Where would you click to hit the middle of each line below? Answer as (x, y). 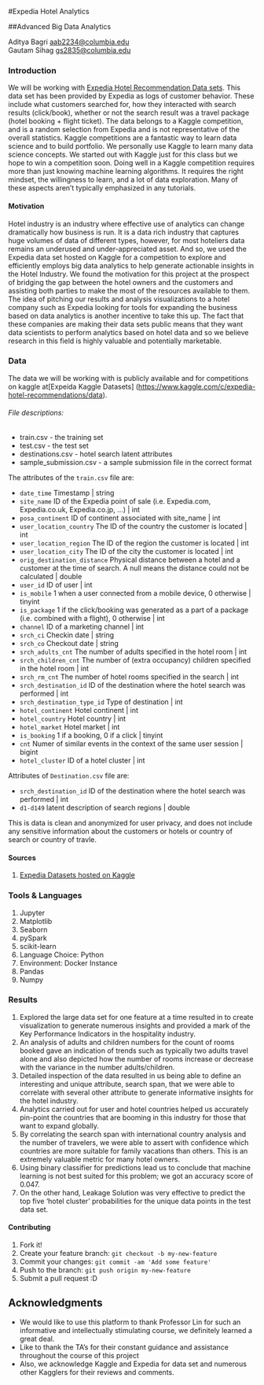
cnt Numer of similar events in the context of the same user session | (131, 744)
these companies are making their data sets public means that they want (126, 324)
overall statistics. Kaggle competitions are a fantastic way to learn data (123, 138)
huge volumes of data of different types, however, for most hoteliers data (126, 240)
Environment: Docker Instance (68, 962)
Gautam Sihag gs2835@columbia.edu (70, 50)
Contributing (29, 1228)
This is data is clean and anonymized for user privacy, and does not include (130, 823)
